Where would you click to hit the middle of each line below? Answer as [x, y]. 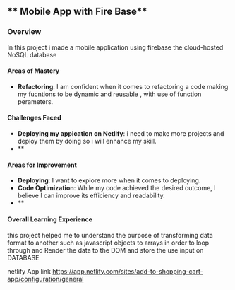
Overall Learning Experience [50, 219]
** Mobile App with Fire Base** [77, 12]
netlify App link [29, 271]
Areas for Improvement [42, 165]
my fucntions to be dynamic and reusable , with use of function [109, 94]
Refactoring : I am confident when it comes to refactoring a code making [123, 86]
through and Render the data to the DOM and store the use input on [106, 250]
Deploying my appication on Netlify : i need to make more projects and [121, 134]
